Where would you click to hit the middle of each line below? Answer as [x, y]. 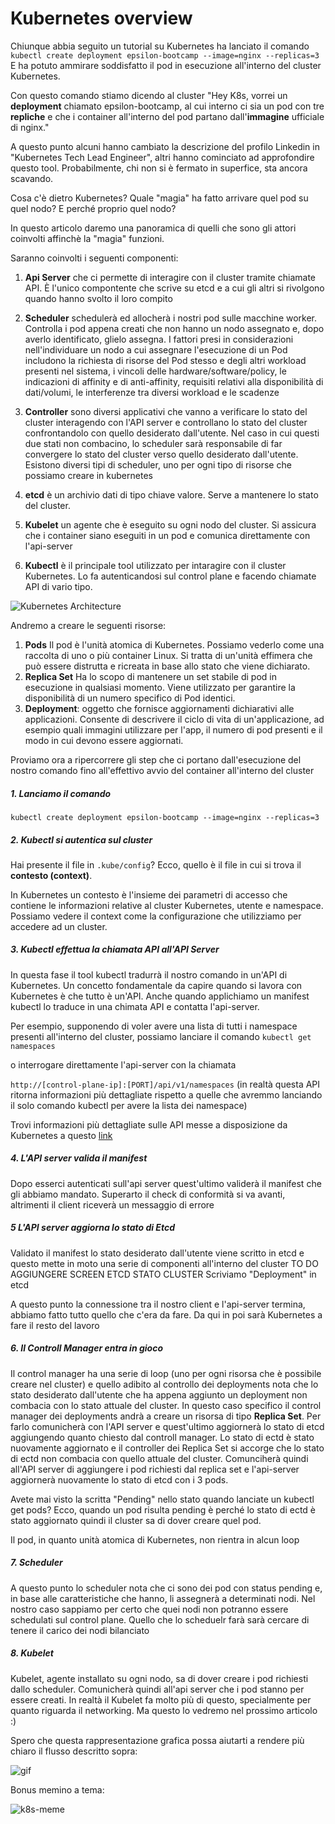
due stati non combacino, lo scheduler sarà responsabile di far [153, 443]
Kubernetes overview [101, 18]
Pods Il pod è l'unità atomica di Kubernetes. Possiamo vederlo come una [174, 644]
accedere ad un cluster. [59, 926]
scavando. [32, 178]
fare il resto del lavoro [55, 1325]
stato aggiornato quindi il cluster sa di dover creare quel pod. [136, 1520]
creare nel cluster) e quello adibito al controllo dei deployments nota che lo [164, 1384]
